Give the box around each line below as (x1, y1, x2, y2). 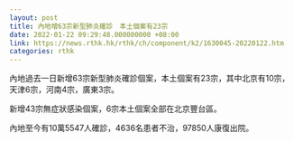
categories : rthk (9, 47, 75, 56)
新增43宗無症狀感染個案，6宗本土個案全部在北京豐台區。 (9, 103, 223, 114)
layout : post (9, 13, 59, 23)
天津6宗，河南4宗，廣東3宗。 (9, 84, 120, 95)
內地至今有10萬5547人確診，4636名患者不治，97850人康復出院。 (9, 123, 254, 134)
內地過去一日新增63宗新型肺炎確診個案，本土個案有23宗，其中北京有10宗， (9, 73, 290, 84)
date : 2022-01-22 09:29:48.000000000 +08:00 (9, 30, 179, 39)
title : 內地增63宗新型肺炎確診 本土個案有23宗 (9, 22, 169, 31)
